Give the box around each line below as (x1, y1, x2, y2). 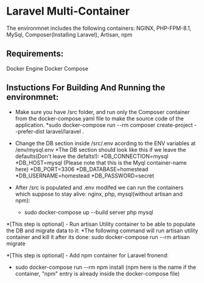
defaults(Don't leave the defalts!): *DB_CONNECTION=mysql (15, 152, 169, 160)
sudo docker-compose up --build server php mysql (24, 209, 153, 216)
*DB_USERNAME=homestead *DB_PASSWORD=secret (15, 172, 154, 179)
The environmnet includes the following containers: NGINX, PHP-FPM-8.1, (6, 24, 192, 32)
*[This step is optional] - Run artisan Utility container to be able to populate (6, 220, 195, 227)
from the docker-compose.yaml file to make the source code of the (15, 115, 184, 122)
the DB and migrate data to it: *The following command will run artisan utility (6, 227, 199, 234)
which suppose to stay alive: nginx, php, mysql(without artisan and (15, 190, 183, 198)
